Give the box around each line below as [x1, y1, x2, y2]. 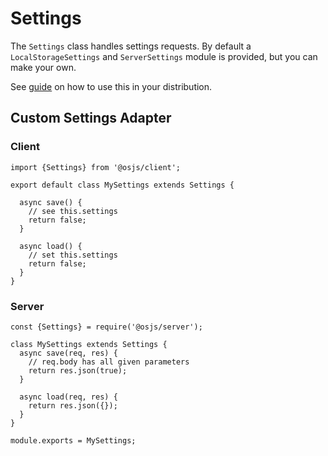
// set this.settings [28, 250, 118, 260]
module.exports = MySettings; [10, 435, 137, 446]
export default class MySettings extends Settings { [10, 180, 235, 190]
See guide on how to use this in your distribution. [10, 80, 213, 92]
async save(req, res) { [19, 348, 118, 358]
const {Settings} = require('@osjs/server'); [10, 322, 203, 332]
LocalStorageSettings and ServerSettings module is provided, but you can [10, 50, 318, 62]
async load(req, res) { [19, 392, 118, 402]
